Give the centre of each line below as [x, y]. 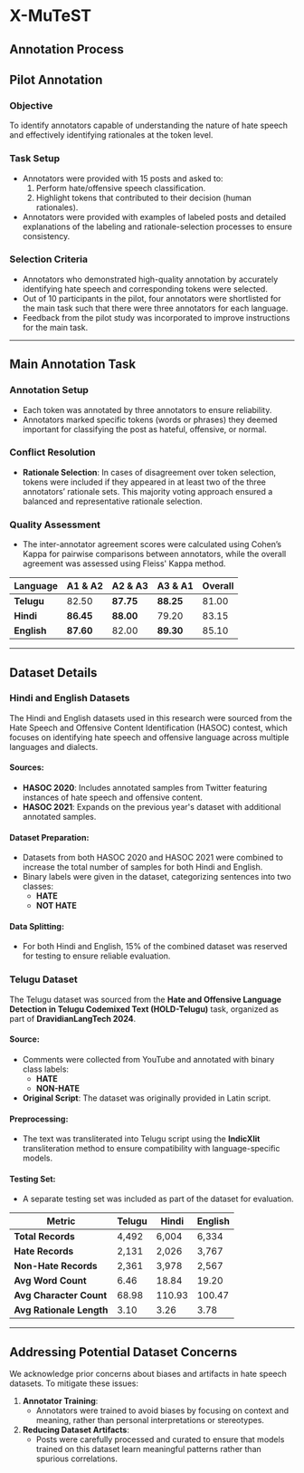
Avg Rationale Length [61, 1310]
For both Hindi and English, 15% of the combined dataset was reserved [155, 947]
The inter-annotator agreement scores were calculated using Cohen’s [152, 544]
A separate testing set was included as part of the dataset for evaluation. [158, 1199]
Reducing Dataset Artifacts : [76, 1430]
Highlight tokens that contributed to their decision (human [143, 197]
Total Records [44, 1237]
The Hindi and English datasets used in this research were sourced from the [151, 717]
